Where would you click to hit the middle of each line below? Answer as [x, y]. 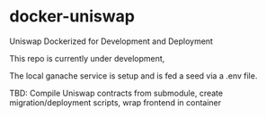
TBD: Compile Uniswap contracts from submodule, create [116, 93]
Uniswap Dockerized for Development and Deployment [111, 41]
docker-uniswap [72, 17]
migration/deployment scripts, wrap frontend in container [115, 102]
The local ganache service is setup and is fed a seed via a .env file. [133, 75]
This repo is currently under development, [87, 58]
